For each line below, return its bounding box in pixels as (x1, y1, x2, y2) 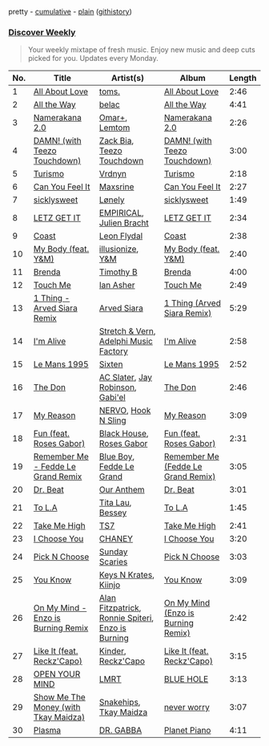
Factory (98, 346, 128, 357)
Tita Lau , (98, 497, 132, 509)
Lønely (98, 194, 125, 205)
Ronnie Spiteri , (98, 613, 155, 624)
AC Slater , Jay (98, 372, 153, 383)
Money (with (33, 702, 82, 713)
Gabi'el (98, 392, 126, 403)
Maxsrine (98, 181, 134, 193)
